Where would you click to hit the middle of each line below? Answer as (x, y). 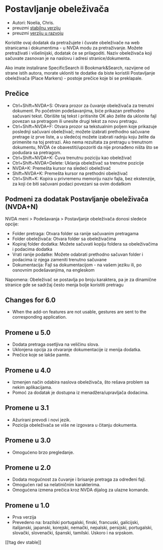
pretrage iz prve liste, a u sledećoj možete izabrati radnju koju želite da (84, 137)
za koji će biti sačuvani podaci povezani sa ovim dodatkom (71, 184)
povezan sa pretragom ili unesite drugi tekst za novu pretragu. (75, 121)
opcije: (12, 224)
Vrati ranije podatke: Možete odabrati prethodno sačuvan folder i (78, 254)
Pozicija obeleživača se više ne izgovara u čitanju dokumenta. (75, 425)
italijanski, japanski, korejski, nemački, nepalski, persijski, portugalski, (82, 528)
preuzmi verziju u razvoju (38, 33)
